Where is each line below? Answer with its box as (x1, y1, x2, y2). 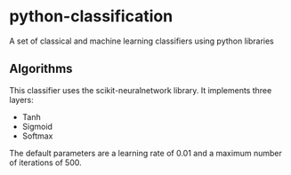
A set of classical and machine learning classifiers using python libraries (9, 36, 274, 46)
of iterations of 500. (9, 157, 82, 168)
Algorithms (9, 61, 73, 76)
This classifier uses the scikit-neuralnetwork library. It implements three (9, 84, 272, 95)
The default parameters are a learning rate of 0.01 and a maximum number (9, 147, 282, 158)
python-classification (9, 6, 174, 27)
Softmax (21, 131, 53, 141)
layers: (9, 94, 34, 105)
